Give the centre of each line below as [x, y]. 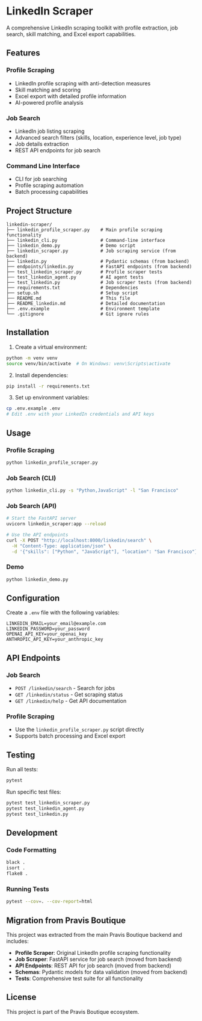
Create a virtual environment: [51, 347]
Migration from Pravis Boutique [66, 920]
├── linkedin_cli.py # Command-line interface [86, 241]
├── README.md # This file [68, 298]
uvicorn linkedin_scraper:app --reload [56, 524]
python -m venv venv [32, 358]
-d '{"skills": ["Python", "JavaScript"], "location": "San [88, 552]
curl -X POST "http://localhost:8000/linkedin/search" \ [79, 540]
